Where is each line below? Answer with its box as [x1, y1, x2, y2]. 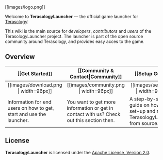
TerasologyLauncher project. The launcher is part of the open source [5, 34, 143, 39]
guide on [129, 101, 149, 108]
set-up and [129, 107, 156, 114]
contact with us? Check [67, 111, 121, 118]
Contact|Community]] [69, 73, 122, 80]
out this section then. [67, 117, 115, 123]
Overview [5, 53, 35, 61]
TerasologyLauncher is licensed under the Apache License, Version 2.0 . [5, 149, 150, 155]
